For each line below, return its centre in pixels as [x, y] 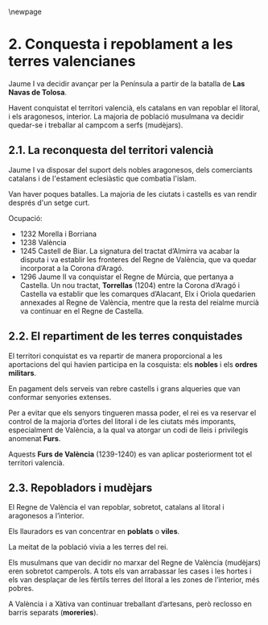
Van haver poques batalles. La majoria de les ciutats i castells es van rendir [133, 194]
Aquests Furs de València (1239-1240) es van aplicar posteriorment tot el [130, 454]
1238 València [43, 242]
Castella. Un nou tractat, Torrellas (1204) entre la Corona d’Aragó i [130, 285]
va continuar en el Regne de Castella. [82, 310]
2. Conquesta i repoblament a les [121, 44]
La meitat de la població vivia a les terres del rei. [89, 547]
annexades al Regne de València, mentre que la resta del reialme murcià [139, 302]
